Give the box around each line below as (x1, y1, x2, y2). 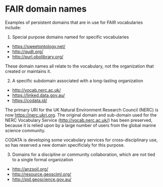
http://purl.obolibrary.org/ (12, 53, 64, 59)
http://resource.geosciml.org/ (12, 171, 72, 177)
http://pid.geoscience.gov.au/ (12, 176, 72, 182)
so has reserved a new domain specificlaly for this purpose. (5, 142, 125, 148)
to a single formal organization (12, 156, 73, 162)
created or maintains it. (5, 68, 52, 74)
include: (5, 24, 21, 30)
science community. (5, 127, 46, 133)
